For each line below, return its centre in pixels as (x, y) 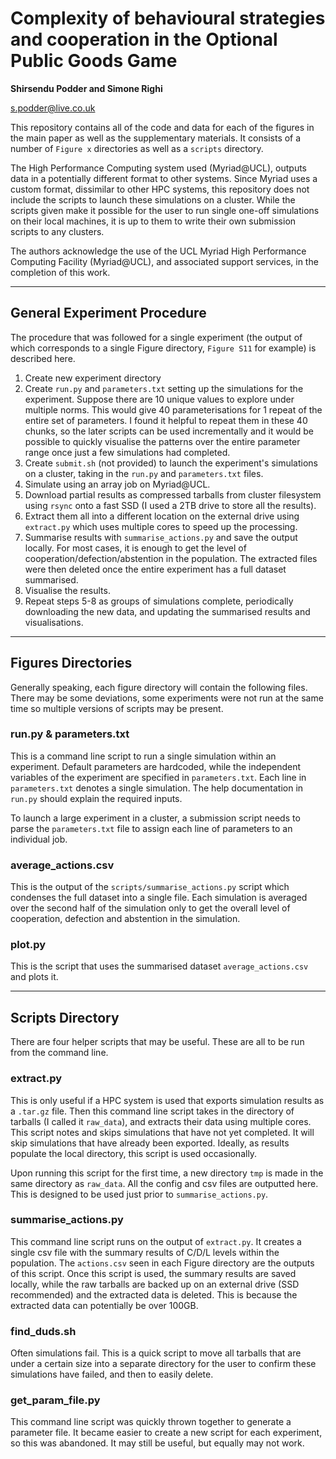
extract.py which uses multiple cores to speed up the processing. (161, 526)
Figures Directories (71, 663)
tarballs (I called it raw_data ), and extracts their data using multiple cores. (161, 1121)
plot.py (28, 945)
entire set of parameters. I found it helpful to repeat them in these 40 (166, 420)
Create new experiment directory (93, 378)
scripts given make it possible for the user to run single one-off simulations (165, 210)
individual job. (39, 839)
